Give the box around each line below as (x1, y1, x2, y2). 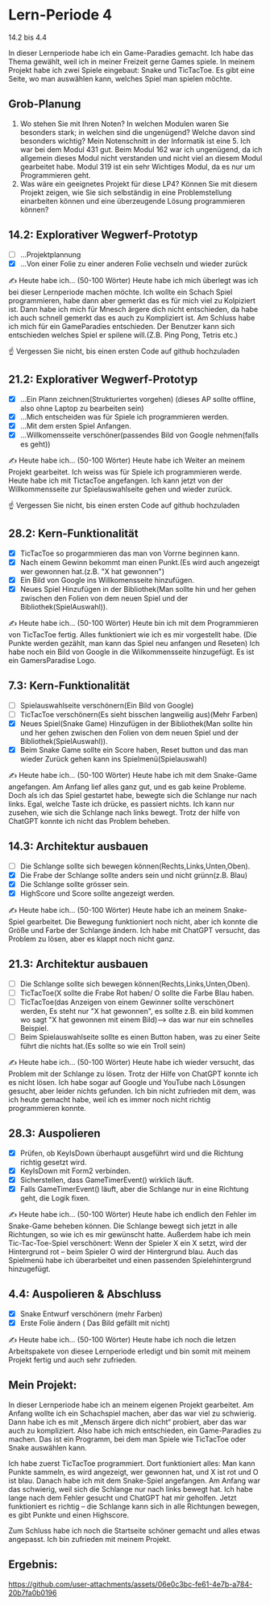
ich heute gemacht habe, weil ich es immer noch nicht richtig (8, 1095, 211, 1104)
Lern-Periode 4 (8, 6, 113, 24)
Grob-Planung (8, 97, 81, 111)
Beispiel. (19, 1023, 49, 1033)
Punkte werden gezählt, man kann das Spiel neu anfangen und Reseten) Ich (8, 638, 260, 648)
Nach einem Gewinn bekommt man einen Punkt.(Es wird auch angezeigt (19, 557, 260, 567)
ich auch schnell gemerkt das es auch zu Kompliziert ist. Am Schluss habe (8, 313, 255, 323)
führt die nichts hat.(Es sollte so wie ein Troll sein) (19, 1041, 186, 1050)
